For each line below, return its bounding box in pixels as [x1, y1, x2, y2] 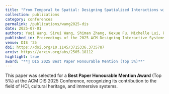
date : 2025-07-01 [5, 26, 42, 31]
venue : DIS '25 [5, 40, 37, 45]
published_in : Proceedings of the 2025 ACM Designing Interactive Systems [5, 36, 165, 41]
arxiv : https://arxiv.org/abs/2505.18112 [5, 49, 94, 54]
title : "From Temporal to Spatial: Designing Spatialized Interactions [5, 7, 158, 13]
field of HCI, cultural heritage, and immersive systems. [5, 83, 118, 89]
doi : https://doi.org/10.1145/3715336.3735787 [5, 45, 105, 50]
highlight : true [5, 54, 39, 59]
